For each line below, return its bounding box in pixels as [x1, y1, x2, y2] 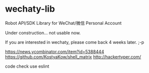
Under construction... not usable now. [5, 30, 81, 36]
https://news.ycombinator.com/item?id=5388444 [5, 49, 104, 55]
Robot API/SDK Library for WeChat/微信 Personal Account [5, 20, 122, 26]
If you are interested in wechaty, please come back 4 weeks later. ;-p [5, 39, 144, 45]
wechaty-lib [5, 3, 55, 15]
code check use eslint [5, 63, 50, 69]
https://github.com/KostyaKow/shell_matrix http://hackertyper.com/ [5, 54, 142, 59]
